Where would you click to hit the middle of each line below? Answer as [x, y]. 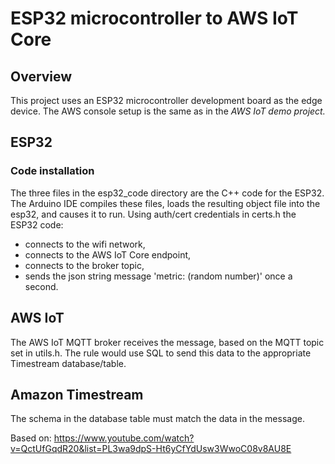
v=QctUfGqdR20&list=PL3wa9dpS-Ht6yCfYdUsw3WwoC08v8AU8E [151, 449]
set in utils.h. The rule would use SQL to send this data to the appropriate [161, 353]
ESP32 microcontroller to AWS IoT [154, 18]
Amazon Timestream [77, 394]
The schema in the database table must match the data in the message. [157, 419]
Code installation [52, 171]
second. [41, 286]
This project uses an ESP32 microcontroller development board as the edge [166, 100]
